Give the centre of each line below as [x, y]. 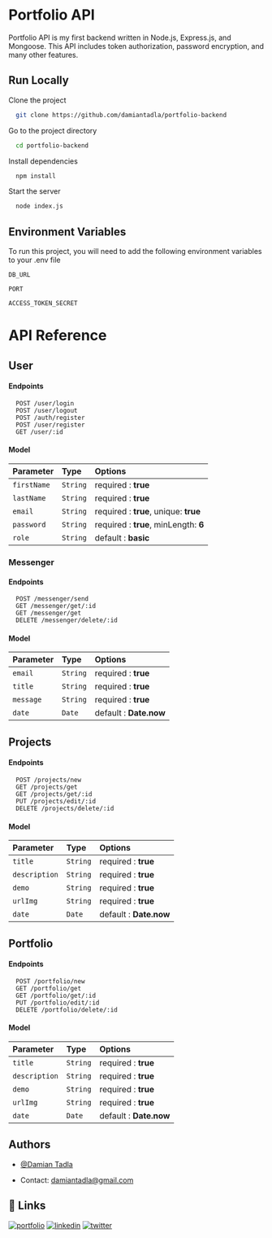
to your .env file [35, 260]
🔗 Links [27, 1206]
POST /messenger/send [52, 599]
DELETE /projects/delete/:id [65, 808]
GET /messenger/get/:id [56, 606]
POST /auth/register [50, 418]
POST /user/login [45, 403]
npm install [36, 176]
